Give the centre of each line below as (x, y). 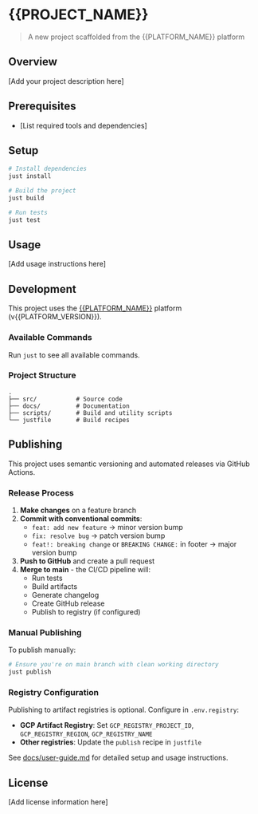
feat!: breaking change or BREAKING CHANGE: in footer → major (134, 543)
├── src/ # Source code (66, 399)
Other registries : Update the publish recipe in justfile (110, 742)
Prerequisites (42, 107)
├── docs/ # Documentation (69, 406)
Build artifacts (55, 586)
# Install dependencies (48, 169)
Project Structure (42, 375)
